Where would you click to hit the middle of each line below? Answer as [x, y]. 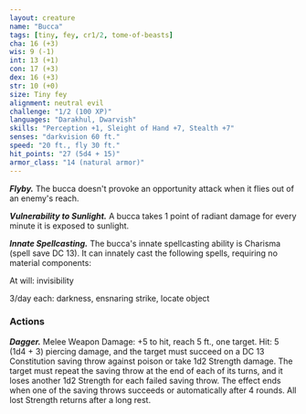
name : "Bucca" [37, 27]
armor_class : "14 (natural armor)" [77, 162]
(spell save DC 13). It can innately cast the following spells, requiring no [144, 253]
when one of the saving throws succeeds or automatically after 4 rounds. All [153, 390]
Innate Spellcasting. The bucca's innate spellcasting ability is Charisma [145, 243]
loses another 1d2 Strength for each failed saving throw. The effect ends [145, 380]
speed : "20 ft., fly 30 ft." [65, 145]
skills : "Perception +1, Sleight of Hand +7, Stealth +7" [122, 129]
